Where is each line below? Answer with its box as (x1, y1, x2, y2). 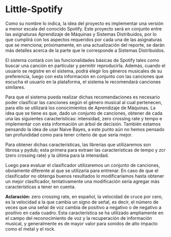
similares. (5, 84, 25, 90)
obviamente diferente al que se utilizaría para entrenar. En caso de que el (5, 167, 159, 174)
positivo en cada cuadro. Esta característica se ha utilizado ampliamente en (5, 210, 164, 216)
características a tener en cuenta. (5, 184, 76, 190)
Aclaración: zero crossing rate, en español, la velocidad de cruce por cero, (5, 193, 163, 199)
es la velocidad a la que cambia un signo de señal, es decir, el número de (5, 199, 159, 205)
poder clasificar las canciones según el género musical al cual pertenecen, (5, 99, 162, 105)
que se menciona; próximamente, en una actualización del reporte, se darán (5, 42, 165, 48)
